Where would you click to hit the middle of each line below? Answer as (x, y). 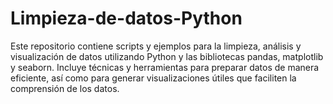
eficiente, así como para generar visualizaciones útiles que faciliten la (153, 78)
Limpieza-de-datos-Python (126, 18)
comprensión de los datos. (65, 88)
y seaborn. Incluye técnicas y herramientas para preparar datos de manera (165, 67)
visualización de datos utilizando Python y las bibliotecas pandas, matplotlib (167, 56)
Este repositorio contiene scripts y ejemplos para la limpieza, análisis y (156, 46)
